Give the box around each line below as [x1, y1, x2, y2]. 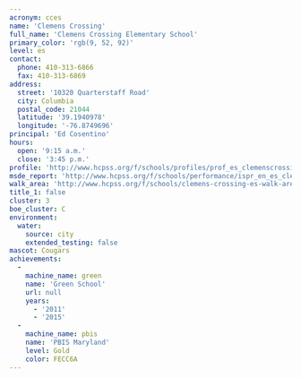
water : [17, 221, 42, 230]
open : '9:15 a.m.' [17, 146, 87, 155]
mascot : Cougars [9, 246, 70, 255]
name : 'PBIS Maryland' [25, 338, 110, 347]
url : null [25, 288, 63, 296]
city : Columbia [17, 96, 74, 106]
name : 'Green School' [25, 279, 106, 288]
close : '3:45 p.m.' [17, 154, 90, 164]
